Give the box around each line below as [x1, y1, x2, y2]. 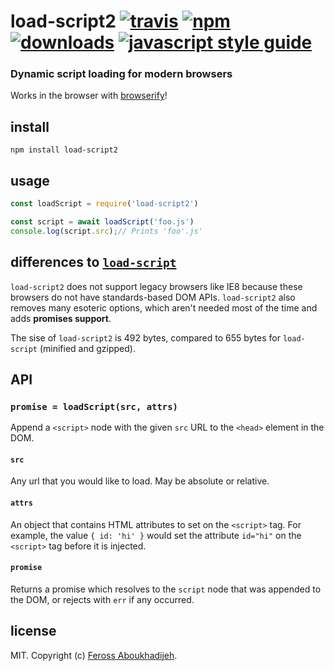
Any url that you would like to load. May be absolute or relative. [10, 475, 270, 487]
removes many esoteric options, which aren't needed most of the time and [10, 301, 318, 314]
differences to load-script [10, 254, 177, 271]
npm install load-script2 [10, 145, 118, 155]
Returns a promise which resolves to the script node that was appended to [10, 583, 322, 595]
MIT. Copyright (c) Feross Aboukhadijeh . [10, 649, 178, 661]
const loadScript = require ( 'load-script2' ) [10, 199, 199, 209]
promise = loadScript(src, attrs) [10, 401, 178, 412]
